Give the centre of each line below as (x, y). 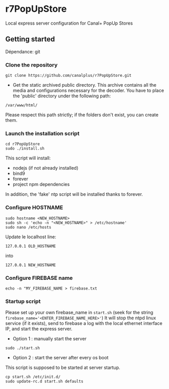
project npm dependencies (41, 185)
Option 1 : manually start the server (50, 339)
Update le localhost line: (31, 237)
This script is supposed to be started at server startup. (63, 367)
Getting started (30, 39)
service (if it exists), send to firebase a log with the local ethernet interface (84, 323)
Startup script (23, 301)
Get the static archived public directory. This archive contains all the (84, 85)
